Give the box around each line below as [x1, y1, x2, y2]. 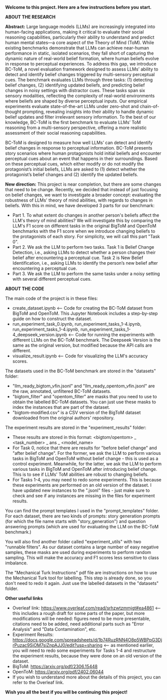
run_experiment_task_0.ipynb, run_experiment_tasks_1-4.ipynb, [12, 321, 142, 327]
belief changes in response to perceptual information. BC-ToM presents [5, 145, 153, 151]
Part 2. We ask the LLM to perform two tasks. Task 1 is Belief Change [12, 244, 155, 250]
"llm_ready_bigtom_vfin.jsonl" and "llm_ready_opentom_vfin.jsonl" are [12, 383, 155, 389]
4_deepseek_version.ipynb [12, 332, 67, 337]
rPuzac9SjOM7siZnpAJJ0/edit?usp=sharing [12, 642, 103, 648]
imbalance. [5, 560, 28, 566]
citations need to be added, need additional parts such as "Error [12, 621, 145, 627]
